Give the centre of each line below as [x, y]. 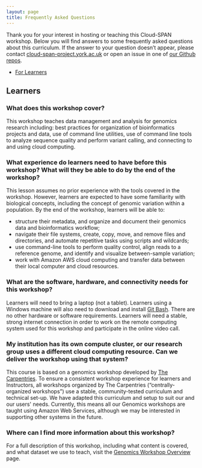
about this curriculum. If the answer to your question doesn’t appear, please [100, 47]
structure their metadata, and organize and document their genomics [100, 221]
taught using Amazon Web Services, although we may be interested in [93, 411]
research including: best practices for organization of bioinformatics [90, 128]
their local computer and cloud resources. [67, 267]
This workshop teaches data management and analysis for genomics [92, 121]
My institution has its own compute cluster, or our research [94, 344]
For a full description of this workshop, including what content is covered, [97, 446]
